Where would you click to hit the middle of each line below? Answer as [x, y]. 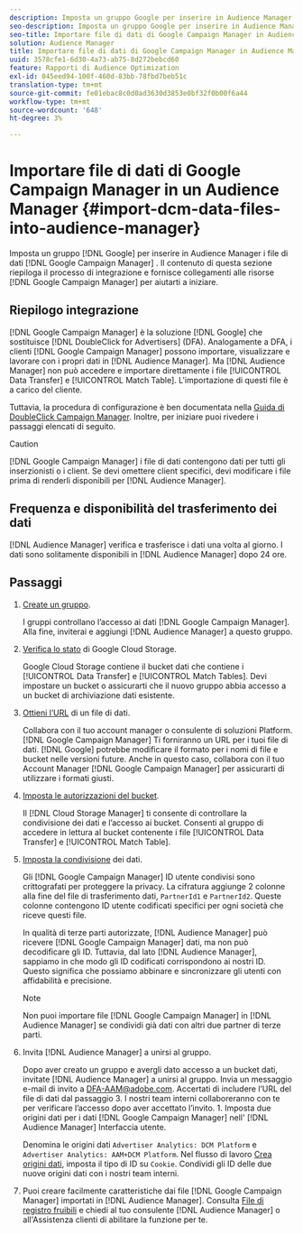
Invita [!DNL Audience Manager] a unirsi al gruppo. [117, 1052]
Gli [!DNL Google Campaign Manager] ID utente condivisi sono [138, 877]
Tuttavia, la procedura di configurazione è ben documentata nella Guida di [147, 407]
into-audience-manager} [105, 229]
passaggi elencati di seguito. [63, 426]
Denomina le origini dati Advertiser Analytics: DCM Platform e [139, 1144]
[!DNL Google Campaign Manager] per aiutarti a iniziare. [114, 282]
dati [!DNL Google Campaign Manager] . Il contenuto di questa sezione [141, 263]
